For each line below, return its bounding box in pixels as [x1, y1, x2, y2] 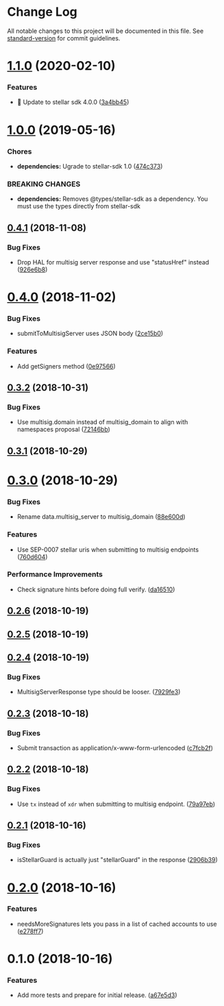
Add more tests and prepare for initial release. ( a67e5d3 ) [16, 991, 177, 999]
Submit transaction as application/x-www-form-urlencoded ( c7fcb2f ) [16, 744, 214, 752]
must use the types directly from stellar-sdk [16, 202, 141, 210]
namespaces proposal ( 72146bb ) [16, 426, 111, 434]
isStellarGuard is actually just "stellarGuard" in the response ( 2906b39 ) [16, 856, 218, 864]
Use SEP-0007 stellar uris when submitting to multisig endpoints [16, 545, 199, 554]
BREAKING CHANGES [7, 179, 81, 188]
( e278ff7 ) [16, 927, 44, 935]
